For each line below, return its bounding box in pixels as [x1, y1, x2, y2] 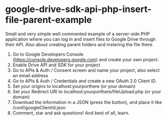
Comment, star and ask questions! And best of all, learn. [12, 109, 130, 116]
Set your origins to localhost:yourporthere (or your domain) [12, 83, 136, 89]
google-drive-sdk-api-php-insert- [5, 4, 152, 15]
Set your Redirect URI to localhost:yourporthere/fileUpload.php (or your [12, 88, 161, 94]
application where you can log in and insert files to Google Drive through [5, 36, 156, 42]
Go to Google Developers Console [12, 51, 84, 57]
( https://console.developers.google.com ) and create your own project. [12, 56, 159, 62]
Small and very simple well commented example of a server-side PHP [5, 31, 150, 37]
